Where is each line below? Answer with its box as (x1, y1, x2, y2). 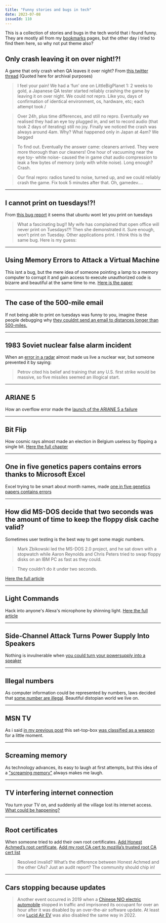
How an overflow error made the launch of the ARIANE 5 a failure (5, 406, 138, 413)
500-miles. (5, 322, 28, 328)
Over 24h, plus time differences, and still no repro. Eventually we (17, 113, 149, 119)
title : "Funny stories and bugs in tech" (5, 7, 92, 12)
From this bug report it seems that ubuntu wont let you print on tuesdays (5, 212, 153, 217)
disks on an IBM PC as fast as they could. (17, 556, 102, 562)
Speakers (5, 639, 36, 648)
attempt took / (17, 104, 46, 110)
